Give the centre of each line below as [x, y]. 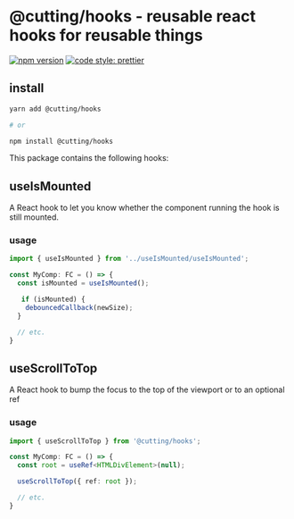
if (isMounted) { [53, 300]
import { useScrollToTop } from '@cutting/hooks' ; [105, 441]
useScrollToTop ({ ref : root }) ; [78, 481]
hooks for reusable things [106, 35]
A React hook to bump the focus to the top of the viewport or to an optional [147, 389]
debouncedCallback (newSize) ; [79, 307]
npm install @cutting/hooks [61, 141]
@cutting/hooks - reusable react [133, 17]
